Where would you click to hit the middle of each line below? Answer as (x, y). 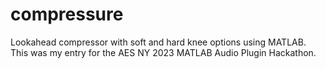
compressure (67, 14)
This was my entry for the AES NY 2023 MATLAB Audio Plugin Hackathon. (163, 52)
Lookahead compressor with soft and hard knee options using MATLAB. (158, 42)
